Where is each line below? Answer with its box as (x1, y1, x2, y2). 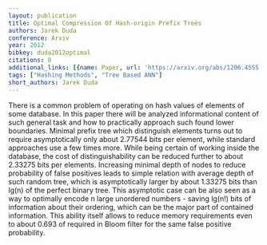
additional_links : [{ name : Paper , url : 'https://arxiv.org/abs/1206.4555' (8, 64, 263, 72)
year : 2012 (8, 41, 45, 49)
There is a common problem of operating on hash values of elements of (8, 101, 245, 110)
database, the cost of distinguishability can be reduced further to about (8, 151, 244, 160)
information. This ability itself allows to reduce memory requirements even (8, 211, 253, 220)
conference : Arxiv (8, 34, 70, 42)
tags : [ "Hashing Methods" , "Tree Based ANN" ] (8, 71, 162, 79)
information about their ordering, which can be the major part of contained (8, 202, 254, 211)
